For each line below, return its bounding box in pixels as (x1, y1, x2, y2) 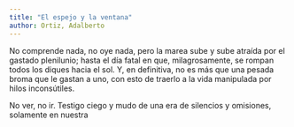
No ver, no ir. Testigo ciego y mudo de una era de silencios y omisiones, (9, 100, 272, 110)
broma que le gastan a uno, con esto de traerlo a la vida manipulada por (9, 73, 272, 84)
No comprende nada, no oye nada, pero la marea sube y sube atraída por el (9, 45, 285, 56)
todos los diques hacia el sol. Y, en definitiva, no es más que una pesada (9, 63, 275, 75)
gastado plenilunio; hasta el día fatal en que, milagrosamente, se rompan (9, 55, 275, 65)
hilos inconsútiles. (9, 83, 75, 93)
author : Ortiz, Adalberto (9, 21, 104, 30)
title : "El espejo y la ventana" (9, 12, 133, 22)
